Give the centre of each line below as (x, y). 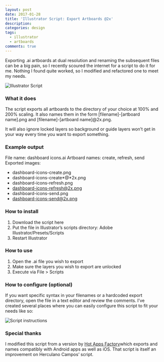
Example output (24, 147)
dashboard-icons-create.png (42, 172)
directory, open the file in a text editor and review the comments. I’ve (75, 300)
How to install (22, 211)
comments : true (21, 46)
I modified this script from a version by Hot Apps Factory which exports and (81, 344)
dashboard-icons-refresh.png (42, 183)
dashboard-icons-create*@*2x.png (49, 178)
